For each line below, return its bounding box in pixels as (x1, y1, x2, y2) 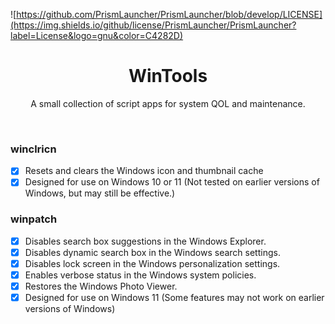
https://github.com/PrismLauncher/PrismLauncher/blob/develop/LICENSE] (16, 9, 323, 20)
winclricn (10, 142, 57, 156)
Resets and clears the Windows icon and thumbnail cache (24, 165, 264, 177)
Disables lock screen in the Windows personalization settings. (24, 257, 281, 269)
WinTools (128, 65, 208, 88)
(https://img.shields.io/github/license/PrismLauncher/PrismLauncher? (10, 19, 297, 31)
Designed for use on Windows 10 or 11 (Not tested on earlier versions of (24, 176, 320, 188)
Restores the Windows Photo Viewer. (24, 280, 178, 292)
